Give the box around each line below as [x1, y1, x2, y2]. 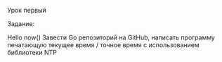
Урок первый [7, 6, 47, 14]
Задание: [7, 20, 35, 27]
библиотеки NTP [7, 49, 58, 56]
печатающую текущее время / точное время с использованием [7, 41, 200, 49]
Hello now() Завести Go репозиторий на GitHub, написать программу [7, 33, 216, 42]
